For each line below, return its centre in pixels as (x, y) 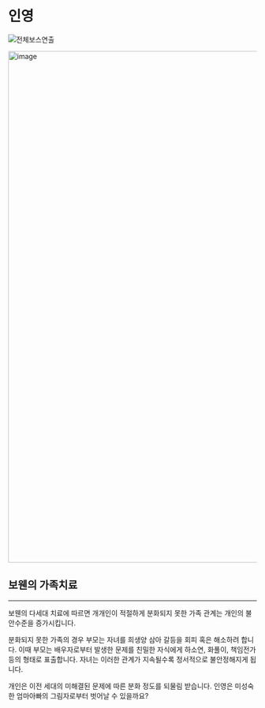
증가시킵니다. (56, 623)
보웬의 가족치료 (43, 585)
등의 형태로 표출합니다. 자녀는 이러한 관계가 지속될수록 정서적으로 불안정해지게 (128, 659)
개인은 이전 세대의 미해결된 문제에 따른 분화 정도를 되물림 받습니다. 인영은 (121, 686)
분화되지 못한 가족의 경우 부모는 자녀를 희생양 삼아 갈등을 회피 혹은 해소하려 (124, 639)
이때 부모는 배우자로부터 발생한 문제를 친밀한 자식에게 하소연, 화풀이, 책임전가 (137, 649)
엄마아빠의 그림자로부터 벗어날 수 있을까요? (82, 695)
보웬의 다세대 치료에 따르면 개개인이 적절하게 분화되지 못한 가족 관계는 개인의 (126, 613)
